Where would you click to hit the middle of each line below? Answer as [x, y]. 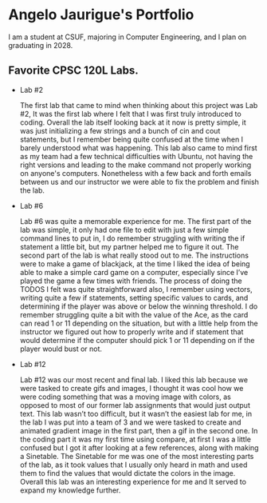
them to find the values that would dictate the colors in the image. [128, 473]
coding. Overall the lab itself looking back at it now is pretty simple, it [133, 122]
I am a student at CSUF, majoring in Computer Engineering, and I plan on [128, 37]
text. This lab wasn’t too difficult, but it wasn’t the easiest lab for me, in [136, 413]
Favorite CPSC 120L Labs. [73, 71]
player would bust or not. [61, 349]
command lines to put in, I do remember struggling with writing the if [132, 238]
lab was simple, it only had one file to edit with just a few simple [124, 230]
